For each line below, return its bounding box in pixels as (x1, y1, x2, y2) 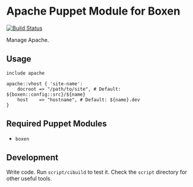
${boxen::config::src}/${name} (6, 91, 86, 97)
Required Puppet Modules (6, 119, 107, 129)
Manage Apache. (6, 36, 50, 43)
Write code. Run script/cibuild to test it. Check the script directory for (6, 169, 188, 176)
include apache (6, 70, 45, 76)
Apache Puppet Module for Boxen (6, 4, 181, 18)
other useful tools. (6, 175, 52, 182)
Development (6, 152, 59, 163)
